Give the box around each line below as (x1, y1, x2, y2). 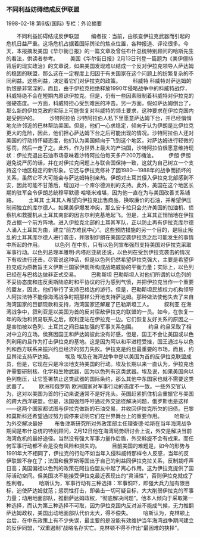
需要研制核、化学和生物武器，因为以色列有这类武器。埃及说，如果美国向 (11, 368, 189, 375)
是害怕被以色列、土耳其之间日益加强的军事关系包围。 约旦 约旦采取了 (6, 323, 186, 330)
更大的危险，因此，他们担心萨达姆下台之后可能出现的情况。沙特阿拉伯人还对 (6, 129, 194, 136)
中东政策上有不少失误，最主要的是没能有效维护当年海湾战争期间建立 (26, 517, 194, 524)
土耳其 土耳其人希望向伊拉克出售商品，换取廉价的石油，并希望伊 (28, 197, 186, 204)
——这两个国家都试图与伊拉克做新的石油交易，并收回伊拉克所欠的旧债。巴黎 (6, 405, 194, 412)
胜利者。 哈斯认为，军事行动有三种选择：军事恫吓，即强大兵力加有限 (6, 480, 185, 487)
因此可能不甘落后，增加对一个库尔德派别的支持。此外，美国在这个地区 (16, 182, 189, 189)
